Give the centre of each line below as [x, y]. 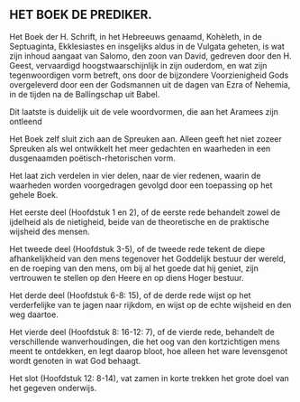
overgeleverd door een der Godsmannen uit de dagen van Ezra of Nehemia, [150, 84]
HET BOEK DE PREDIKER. [81, 15]
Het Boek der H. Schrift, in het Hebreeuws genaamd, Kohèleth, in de [136, 36]
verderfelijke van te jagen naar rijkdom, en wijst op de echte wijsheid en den [150, 304]
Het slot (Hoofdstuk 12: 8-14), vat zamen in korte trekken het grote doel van [150, 378]
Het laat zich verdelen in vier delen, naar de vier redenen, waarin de [135, 175]
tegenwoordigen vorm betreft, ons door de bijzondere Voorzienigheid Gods [149, 75]
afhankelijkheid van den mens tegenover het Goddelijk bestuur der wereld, [148, 258]
